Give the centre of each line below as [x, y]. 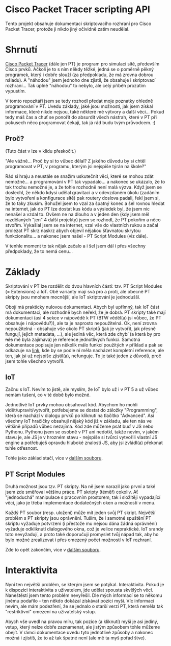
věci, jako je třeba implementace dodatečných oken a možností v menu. [80, 503]
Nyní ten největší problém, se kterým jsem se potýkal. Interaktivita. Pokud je [85, 585]
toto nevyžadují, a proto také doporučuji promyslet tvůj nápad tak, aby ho [82, 535]
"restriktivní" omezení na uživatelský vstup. [51, 612]
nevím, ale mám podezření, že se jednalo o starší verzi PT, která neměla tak [84, 606]
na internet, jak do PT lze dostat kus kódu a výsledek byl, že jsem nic [78, 209]
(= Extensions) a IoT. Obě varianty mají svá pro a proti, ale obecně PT [78, 291]
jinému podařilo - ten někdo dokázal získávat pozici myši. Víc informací [80, 601]
